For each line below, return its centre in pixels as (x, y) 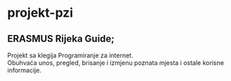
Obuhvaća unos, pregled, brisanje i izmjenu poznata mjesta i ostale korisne (116, 63)
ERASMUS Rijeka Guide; (61, 39)
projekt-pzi (40, 13)
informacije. (25, 70)
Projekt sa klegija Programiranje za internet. (70, 55)
